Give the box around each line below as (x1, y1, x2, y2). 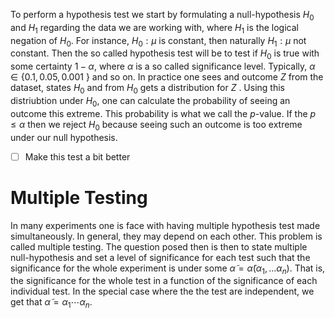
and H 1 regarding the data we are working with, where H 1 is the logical (10, 21, 299, 36)
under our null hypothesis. (10, 131, 118, 143)
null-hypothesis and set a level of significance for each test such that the (10, 251, 311, 263)
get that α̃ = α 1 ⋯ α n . (10, 296, 93, 311)
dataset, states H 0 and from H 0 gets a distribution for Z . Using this (10, 82, 285, 96)
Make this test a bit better (24, 150, 131, 163)
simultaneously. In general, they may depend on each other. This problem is (10, 230, 323, 242)
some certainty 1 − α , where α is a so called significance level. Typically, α (10, 60, 316, 73)
